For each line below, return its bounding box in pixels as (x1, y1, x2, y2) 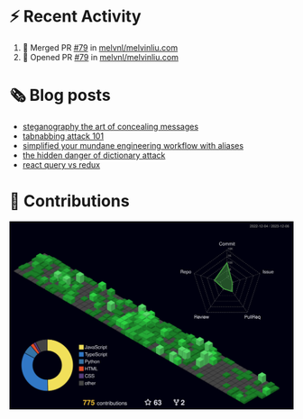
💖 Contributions (9, 191, 130, 212)
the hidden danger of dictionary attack (22, 150, 166, 160)
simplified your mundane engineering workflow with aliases (22, 140, 244, 150)
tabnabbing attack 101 (22, 131, 105, 141)
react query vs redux (22, 159, 101, 170)
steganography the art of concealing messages (22, 121, 199, 132)
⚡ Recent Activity (9, 6, 142, 27)
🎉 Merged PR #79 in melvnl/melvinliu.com (22, 41, 179, 53)
